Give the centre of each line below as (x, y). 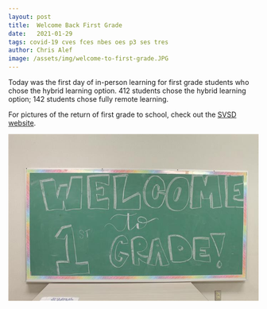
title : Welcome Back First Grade (66, 25)
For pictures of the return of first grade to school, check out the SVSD (122, 114)
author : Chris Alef (41, 50)
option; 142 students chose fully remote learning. (89, 99)
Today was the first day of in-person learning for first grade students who (129, 82)
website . (22, 123)
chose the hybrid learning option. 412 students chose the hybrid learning (127, 91)
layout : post (30, 17)
